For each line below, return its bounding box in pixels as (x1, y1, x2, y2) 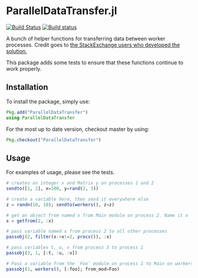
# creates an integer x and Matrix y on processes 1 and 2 (6, 180, 154, 186)
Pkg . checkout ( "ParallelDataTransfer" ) (6, 137, 101, 143)
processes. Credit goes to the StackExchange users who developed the (6, 41, 180, 48)
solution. (6, 47, 28, 54)
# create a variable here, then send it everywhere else (6, 196, 149, 202)
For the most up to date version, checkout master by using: (6, 125, 150, 133)
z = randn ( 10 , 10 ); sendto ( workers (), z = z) (6, 201, 115, 207)
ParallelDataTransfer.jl (6, 4, 117, 18)
